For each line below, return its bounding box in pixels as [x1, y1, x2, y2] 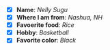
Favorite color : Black [16, 36, 77, 45]
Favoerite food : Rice [16, 21, 74, 29]
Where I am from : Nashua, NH [16, 14, 103, 22]
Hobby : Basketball [16, 28, 69, 36]
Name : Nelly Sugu [16, 6, 68, 14]
